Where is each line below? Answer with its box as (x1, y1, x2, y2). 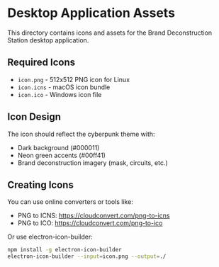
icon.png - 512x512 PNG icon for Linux (17, 75, 130, 84)
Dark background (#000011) (17, 143, 100, 152)
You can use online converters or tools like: (7, 198, 133, 206)
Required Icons (7, 57, 76, 69)
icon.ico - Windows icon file (17, 90, 102, 98)
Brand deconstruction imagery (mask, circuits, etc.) (17, 158, 168, 167)
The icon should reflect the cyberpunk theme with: (7, 130, 155, 138)
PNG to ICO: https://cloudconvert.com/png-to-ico (17, 219, 163, 227)
